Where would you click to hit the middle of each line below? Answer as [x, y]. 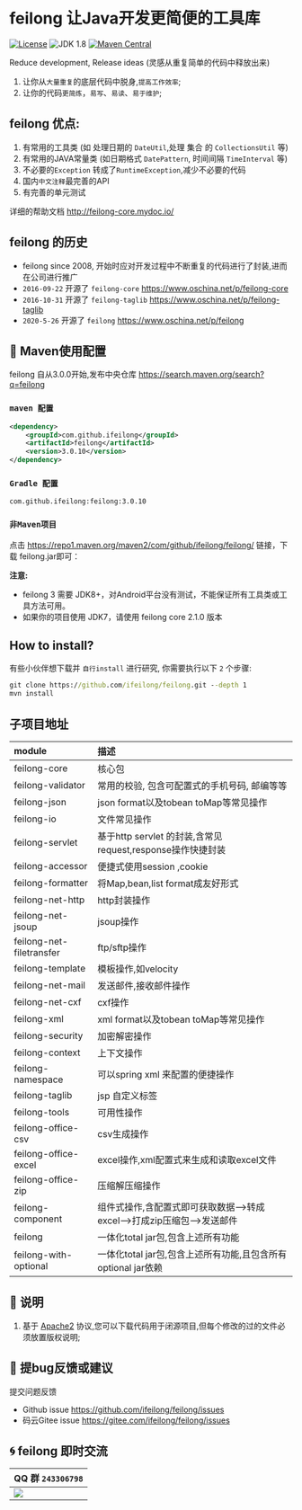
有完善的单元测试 [54, 192]
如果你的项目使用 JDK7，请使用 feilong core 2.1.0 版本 [122, 617]
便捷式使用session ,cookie [153, 866]
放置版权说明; [55, 1337]
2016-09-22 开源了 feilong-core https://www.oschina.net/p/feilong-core [155, 288]
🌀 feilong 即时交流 [58, 1451]
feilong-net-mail [49, 985]
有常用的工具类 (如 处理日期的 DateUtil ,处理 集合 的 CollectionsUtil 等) [155, 147]
